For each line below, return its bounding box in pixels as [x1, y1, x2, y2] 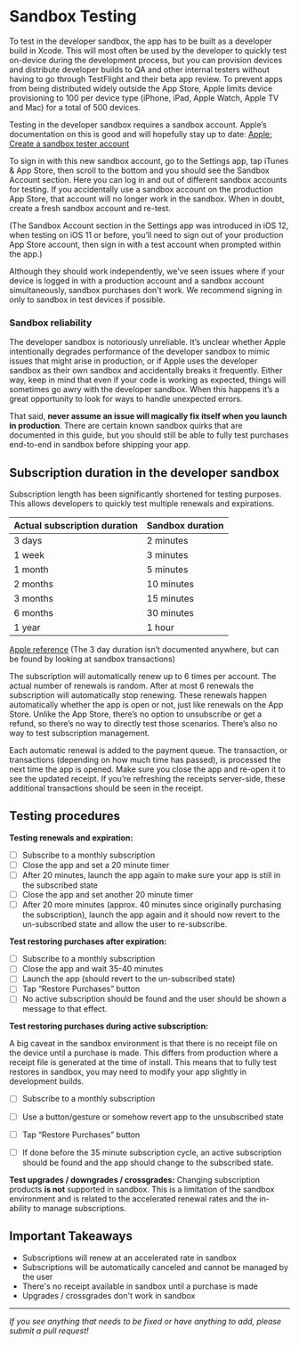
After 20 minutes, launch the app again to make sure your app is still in [21, 869, 281, 880]
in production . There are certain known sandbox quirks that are [9, 421, 243, 431]
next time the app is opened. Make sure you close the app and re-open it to [9, 764, 287, 775]
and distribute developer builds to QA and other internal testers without [9, 64, 270, 75]
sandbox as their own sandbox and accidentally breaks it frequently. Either [9, 365, 283, 376]
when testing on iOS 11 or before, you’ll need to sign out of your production [9, 229, 284, 240]
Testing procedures [9, 808, 120, 824]
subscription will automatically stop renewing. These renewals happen [9, 690, 267, 701]
